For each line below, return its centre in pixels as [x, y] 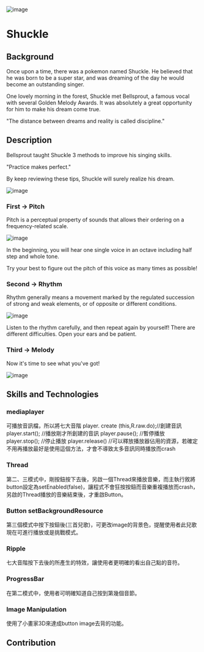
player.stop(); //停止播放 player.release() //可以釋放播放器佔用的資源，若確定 [102, 441]
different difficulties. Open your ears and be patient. [71, 334]
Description [29, 140]
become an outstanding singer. [45, 84]
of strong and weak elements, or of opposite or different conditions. [92, 304]
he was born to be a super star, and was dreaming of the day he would [95, 78]
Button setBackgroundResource [55, 511]
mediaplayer [25, 412]
